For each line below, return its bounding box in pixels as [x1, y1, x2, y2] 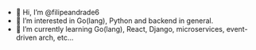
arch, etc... [38, 33, 74, 42]
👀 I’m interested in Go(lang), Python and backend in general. [15, 16, 214, 25]
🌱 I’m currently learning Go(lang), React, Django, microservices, [15, 25, 225, 33]
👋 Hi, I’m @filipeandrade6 [15, 8, 100, 17]
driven [15, 33, 37, 42]
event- [226, 25, 248, 33]
